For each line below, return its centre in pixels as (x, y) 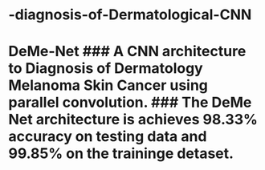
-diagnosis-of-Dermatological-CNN (130, 15)
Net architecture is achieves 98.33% (133, 120)
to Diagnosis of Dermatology (106, 69)
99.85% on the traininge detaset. (121, 154)
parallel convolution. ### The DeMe (130, 103)
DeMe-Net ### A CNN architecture (127, 52)
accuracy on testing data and (108, 137)
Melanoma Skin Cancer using (108, 85)
